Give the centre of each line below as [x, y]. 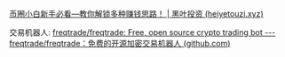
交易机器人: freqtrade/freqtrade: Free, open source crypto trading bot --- [142, 32]
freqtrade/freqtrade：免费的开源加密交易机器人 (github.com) [120, 43]
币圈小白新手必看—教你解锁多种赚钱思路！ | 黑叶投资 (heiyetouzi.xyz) [136, 14]
